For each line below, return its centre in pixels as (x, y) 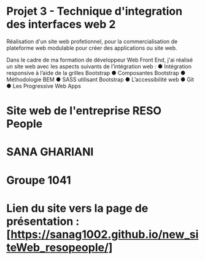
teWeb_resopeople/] (60, 247)
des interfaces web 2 (61, 24)
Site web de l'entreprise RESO (84, 111)
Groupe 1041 (39, 180)
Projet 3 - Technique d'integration (95, 11)
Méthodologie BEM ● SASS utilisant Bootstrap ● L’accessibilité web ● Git (100, 79)
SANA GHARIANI (50, 152)
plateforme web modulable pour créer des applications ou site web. (92, 48)
